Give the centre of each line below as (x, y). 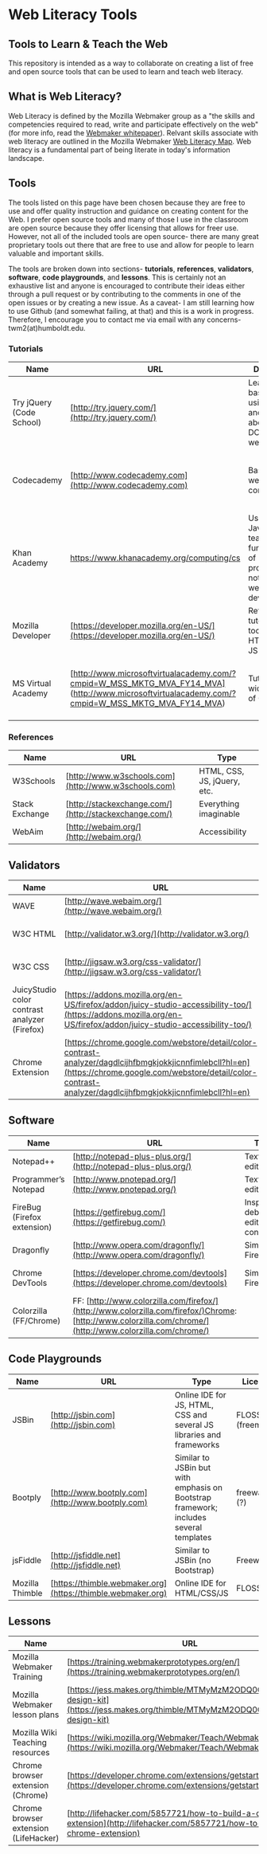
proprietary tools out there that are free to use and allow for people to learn (131, 245)
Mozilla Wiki (35, 1733)
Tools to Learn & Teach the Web (88, 44)
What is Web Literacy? (65, 97)
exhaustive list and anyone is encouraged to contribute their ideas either (126, 285)
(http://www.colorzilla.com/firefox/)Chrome (154, 1311)
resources (31, 1753)
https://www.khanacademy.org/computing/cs (155, 558)
